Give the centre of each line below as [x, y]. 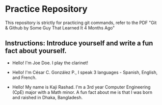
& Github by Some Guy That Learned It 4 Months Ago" [60, 27]
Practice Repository [46, 9]
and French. [24, 78]
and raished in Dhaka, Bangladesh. [47, 97]
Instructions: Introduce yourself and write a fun [79, 43]
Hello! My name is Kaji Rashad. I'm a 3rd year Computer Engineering [81, 87]
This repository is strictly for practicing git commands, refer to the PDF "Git [81, 23]
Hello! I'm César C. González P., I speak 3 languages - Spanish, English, [85, 72]
